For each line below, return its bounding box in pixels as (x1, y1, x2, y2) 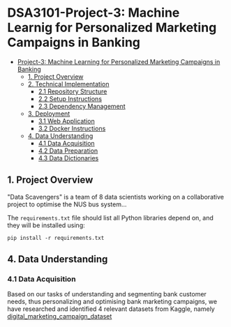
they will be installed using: (7, 221, 85, 229)
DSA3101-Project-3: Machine (7, 5, 180, 21)
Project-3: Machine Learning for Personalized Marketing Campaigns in (17, 57, 221, 66)
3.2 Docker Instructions (38, 124, 106, 132)
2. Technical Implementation (27, 79, 110, 88)
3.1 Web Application (38, 116, 96, 125)
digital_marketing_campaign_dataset (7, 312, 112, 321)
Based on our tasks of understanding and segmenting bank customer (7, 290, 207, 298)
